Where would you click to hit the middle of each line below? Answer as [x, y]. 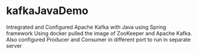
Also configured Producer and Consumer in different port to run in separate [99, 39]
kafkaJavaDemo [47, 11]
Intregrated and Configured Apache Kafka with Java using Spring [86, 27]
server [14, 46]
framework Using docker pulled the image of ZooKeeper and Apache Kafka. [99, 33]
